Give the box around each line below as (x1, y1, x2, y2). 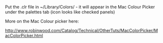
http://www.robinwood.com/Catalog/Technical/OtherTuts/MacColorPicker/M (5, 28, 158, 33)
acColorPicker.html (5, 33, 43, 38)
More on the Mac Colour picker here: (5, 19, 79, 24)
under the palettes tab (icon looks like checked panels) (5, 9, 115, 15)
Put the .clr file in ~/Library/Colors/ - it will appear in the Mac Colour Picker (5, 4, 155, 10)
